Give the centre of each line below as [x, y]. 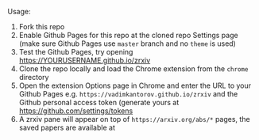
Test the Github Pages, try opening [76, 52]
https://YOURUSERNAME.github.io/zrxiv [85, 60]
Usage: [19, 11]
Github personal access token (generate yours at [99, 102]
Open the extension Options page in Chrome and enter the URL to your [135, 85]
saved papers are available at [67, 127]
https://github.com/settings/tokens [76, 111]
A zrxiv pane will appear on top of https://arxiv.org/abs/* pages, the [135, 119]
